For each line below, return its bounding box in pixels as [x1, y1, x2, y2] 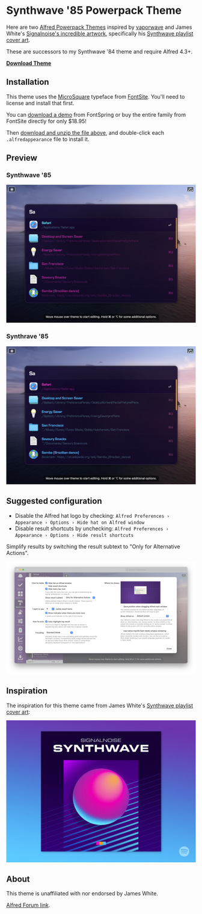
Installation [6, 77, 49, 87]
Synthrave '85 [6, 332, 49, 340]
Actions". [6, 549, 29, 556]
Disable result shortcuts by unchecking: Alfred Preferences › [14, 524, 169, 532]
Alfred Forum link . [6, 901, 50, 909]
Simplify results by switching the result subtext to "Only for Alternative [6, 542, 180, 550]
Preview [6, 153, 38, 163]
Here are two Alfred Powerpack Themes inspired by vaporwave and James [6, 23, 192, 31]
